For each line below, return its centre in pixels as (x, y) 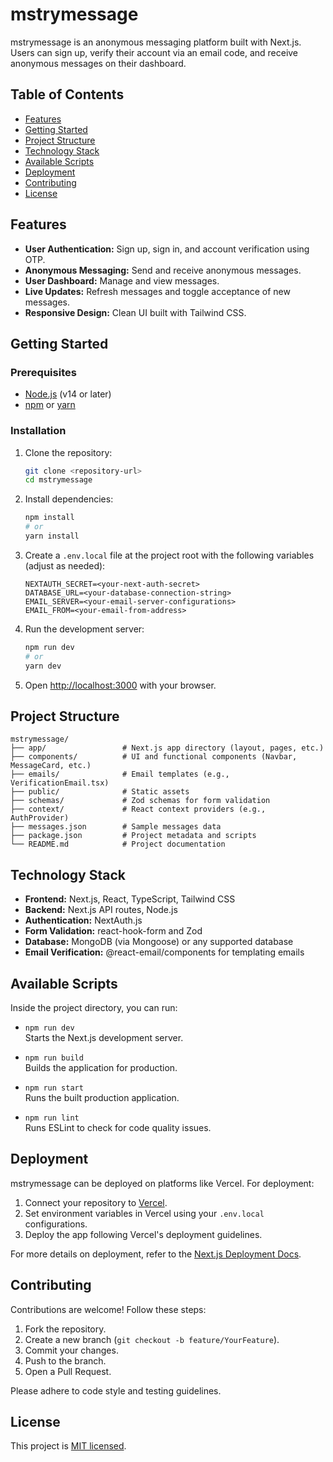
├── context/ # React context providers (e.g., (138, 809)
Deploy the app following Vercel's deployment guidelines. (143, 1234)
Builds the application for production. (101, 1067)
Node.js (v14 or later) (68, 394)
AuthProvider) (40, 818)
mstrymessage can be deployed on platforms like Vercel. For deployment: (162, 1183)
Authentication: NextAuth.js (83, 920)
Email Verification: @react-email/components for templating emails (164, 952)
